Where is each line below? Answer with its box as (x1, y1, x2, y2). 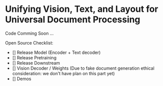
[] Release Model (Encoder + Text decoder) (12, 49, 101, 55)
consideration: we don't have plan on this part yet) (12, 70, 115, 76)
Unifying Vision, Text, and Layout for (5, 3, 159, 15)
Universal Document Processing (5, 14, 141, 25)
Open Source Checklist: (5, 40, 53, 45)
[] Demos (12, 76, 32, 82)
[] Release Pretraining (12, 54, 57, 60)
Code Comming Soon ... (5, 30, 54, 36)
